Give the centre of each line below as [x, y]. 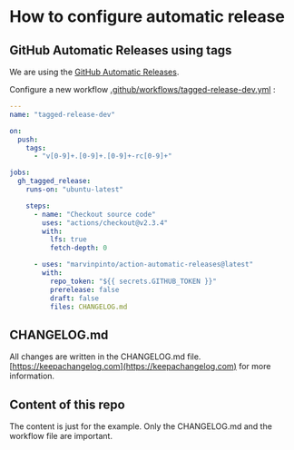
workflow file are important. [61, 436]
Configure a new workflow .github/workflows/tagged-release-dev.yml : [142, 89]
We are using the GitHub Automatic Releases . [94, 72]
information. [32, 376]
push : [28, 139]
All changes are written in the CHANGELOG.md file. [105, 357]
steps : [38, 206]
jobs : [20, 173]
